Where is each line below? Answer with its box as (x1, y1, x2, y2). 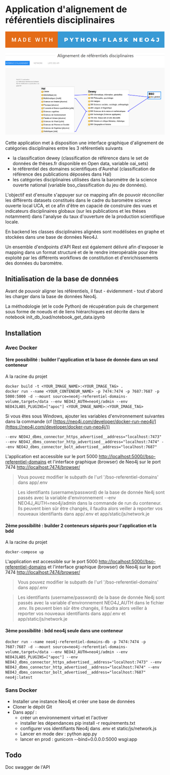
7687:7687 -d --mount (5, 644, 51, 650)
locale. (5, 218, 19, 224)
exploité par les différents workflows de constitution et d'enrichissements (5, 254, 158, 261)
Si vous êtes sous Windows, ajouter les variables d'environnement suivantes (5, 413, 165, 419)
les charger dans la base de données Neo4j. (5, 294, 98, 300)
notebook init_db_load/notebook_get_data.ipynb (5, 314, 105, 320)
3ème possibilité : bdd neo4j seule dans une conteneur (5, 627, 123, 633)
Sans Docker (5, 687, 37, 694)
